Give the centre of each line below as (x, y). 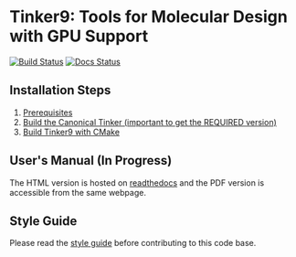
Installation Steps (60, 90)
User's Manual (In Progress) (91, 161)
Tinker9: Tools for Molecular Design (148, 17)
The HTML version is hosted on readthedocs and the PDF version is (137, 182)
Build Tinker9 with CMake (71, 132)
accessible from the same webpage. (78, 192)
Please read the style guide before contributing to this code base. (133, 243)
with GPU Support (79, 36)
